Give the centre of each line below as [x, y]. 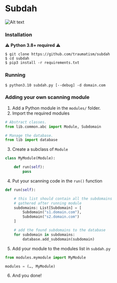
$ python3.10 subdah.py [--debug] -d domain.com [55, 85]
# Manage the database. [29, 135]
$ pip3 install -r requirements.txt [42, 63]
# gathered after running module [48, 203]
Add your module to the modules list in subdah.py [61, 248]
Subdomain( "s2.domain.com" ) [51, 217]
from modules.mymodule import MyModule [46, 257]
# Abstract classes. [26, 122]
